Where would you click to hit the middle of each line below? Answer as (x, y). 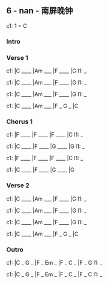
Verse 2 (18, 186)
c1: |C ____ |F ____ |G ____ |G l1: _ (45, 146)
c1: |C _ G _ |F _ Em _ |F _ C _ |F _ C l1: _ (54, 274)
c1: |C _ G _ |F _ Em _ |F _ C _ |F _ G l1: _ (54, 262)
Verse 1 (17, 57)
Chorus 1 (20, 121)
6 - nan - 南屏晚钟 (40, 11)
